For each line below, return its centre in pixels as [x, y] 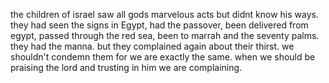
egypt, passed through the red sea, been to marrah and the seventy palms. [165, 35]
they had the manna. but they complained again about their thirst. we [152, 46]
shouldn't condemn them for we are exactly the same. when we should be [163, 57]
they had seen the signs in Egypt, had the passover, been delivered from [159, 25]
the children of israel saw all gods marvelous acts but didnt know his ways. [164, 14]
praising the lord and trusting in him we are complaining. [126, 67]
